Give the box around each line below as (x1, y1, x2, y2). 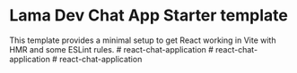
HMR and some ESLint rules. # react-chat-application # (9, 44, 214, 54)
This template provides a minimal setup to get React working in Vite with (9, 35, 276, 45)
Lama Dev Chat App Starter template (9, 5, 289, 26)
